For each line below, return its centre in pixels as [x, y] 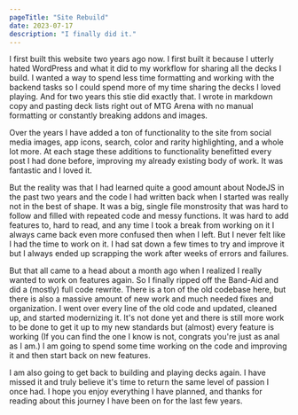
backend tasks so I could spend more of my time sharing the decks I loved [145, 87]
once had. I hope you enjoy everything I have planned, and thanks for [136, 392]
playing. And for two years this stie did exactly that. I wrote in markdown [141, 97]
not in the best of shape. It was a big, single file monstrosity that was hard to [149, 207]
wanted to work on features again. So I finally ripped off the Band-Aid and [144, 280]
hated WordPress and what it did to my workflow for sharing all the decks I [145, 68]
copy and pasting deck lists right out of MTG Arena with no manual [131, 106]
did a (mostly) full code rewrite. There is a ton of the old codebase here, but [148, 290]
